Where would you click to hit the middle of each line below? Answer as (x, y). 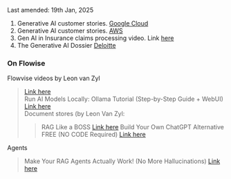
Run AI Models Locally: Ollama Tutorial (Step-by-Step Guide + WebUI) (123, 99)
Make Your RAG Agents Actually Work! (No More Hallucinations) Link (122, 161)
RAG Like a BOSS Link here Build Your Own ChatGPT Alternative (133, 127)
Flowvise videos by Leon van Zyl (54, 78)
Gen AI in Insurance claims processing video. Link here (95, 38)
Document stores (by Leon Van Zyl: (74, 114)
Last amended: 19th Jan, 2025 (50, 10)
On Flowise (26, 63)
